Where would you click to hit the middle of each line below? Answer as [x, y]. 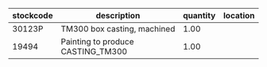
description [118, 15]
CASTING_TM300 [94, 52]
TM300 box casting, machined [118, 29]
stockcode [33, 15]
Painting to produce [97, 41]
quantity [199, 15]
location [239, 15]
